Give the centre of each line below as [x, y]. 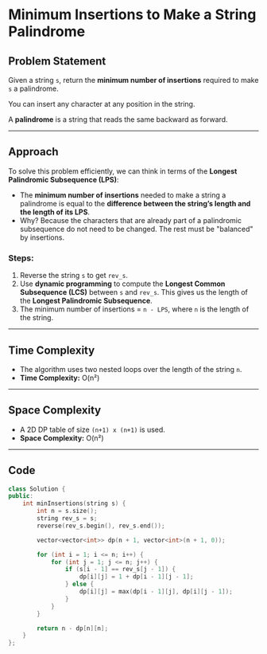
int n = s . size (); [67, 511]
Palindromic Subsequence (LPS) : [64, 179]
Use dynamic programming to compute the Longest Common [122, 284]
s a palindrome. [33, 88]
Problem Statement [57, 61]
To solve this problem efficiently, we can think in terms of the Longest [123, 171]
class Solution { [37, 489]
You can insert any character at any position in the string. [102, 104]
